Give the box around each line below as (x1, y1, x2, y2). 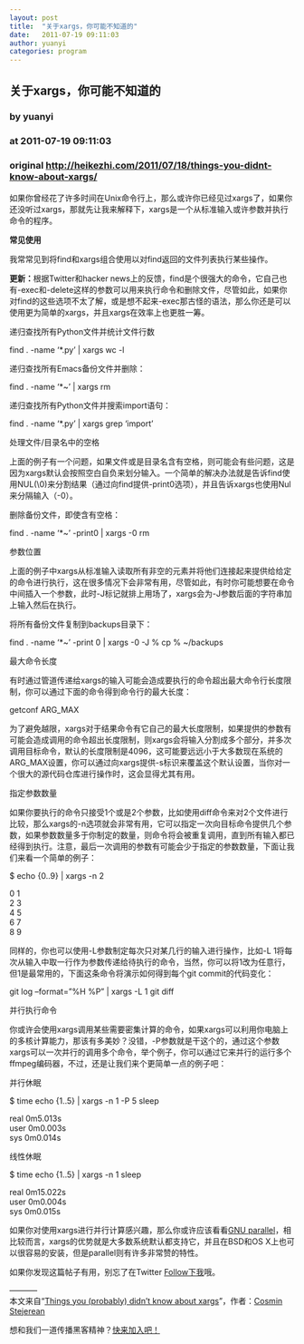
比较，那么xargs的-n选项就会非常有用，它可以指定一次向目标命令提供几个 (9, 818, 285, 829)
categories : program (9, 47, 88, 56)
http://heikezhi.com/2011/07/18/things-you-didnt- (44, 160, 272, 172)
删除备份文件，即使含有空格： (9, 509, 120, 520)
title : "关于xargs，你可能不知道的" (9, 22, 138, 31)
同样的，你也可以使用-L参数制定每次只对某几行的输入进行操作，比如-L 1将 (9, 945, 285, 956)
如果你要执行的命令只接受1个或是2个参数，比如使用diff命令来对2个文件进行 (9, 806, 289, 817)
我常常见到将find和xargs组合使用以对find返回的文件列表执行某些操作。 (9, 253, 273, 264)
